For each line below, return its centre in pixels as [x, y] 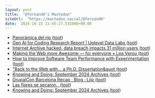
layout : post [19, 10]
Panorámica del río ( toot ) [38, 38]
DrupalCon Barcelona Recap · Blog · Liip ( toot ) [59, 80]
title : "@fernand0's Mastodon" [38, 14]
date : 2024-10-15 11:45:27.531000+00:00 [49, 24]
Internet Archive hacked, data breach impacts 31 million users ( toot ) [81, 48]
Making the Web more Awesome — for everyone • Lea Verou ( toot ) [81, 53]
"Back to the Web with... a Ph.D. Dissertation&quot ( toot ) [70, 69]
